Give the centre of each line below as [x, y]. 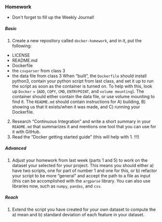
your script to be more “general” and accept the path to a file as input [81, 176]
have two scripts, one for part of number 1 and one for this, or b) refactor [84, 171]
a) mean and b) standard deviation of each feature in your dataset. [78, 215]
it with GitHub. [26, 132]
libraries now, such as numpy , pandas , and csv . [57, 186]
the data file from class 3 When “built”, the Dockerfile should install [79, 76]
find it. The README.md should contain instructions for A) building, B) [79, 102]
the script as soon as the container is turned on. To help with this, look [82, 86]
